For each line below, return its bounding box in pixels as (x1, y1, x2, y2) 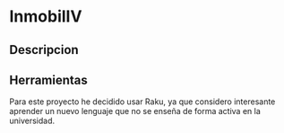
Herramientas (9, 72, 88, 87)
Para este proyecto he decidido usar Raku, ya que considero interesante (9, 96, 276, 107)
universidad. (9, 115, 56, 127)
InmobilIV (9, 6, 82, 27)
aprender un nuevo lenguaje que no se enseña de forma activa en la (9, 106, 262, 117)
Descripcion (9, 42, 79, 58)
